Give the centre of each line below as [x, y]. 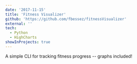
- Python [19, 33]
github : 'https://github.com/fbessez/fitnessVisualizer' [66, 19]
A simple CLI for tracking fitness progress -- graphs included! [69, 56]
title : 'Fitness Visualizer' [36, 14]
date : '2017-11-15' [26, 10]
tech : [11, 28]
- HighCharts [23, 38]
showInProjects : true [28, 42]
